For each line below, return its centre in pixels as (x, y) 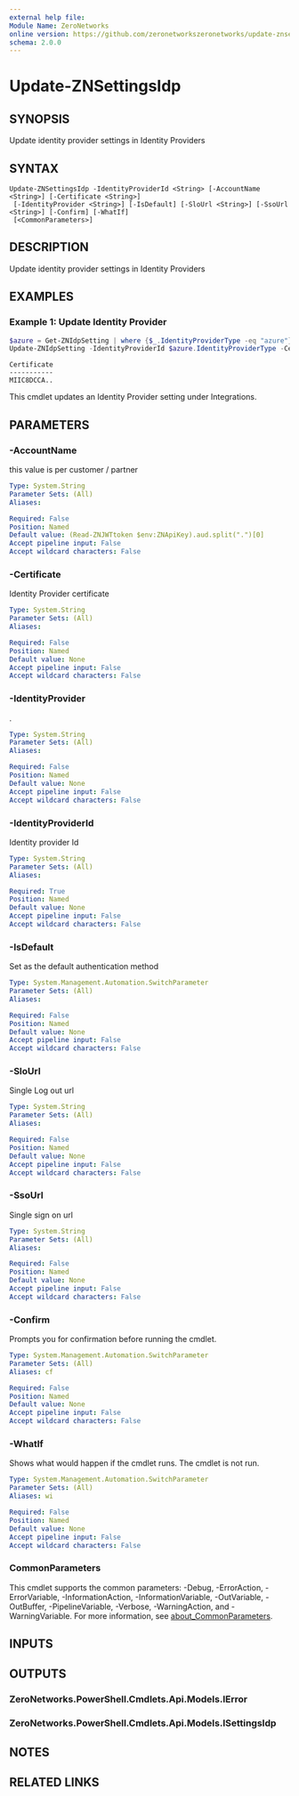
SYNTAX (34, 169)
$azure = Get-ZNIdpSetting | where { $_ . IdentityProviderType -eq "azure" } (151, 340)
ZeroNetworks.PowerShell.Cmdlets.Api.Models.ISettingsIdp (143, 1723)
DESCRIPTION (49, 247)
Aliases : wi (31, 1496)
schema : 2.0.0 (36, 42)
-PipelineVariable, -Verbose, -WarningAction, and (139, 1606)
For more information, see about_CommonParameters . (174, 1615)
